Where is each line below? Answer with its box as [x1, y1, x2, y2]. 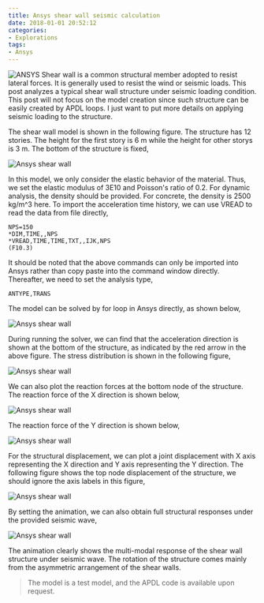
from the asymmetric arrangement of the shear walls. [8, 563, 181, 572]
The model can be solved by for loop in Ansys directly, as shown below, [8, 304, 241, 313]
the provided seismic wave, [8, 515, 98, 525]
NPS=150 [8, 223, 34, 231]
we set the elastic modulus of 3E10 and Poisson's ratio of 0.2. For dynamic [8, 183, 251, 192]
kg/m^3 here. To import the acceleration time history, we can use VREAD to [8, 200, 253, 209]
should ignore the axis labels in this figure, [8, 477, 146, 485]
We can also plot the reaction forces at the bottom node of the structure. [8, 382, 244, 391]
